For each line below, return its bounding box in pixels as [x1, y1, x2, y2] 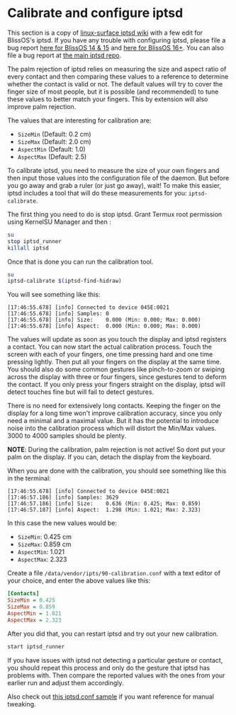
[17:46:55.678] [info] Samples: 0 [7, 310, 110, 317]
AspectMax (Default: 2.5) [17, 152, 87, 161]
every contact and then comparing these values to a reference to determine [7, 72, 229, 81]
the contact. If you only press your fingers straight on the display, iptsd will [7, 381, 225, 389]
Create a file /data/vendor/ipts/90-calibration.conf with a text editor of [7, 569, 221, 578]
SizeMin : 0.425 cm [17, 533, 72, 541]
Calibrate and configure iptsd [7, 5, 184, 21]
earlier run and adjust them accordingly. [7, 678, 124, 687]
